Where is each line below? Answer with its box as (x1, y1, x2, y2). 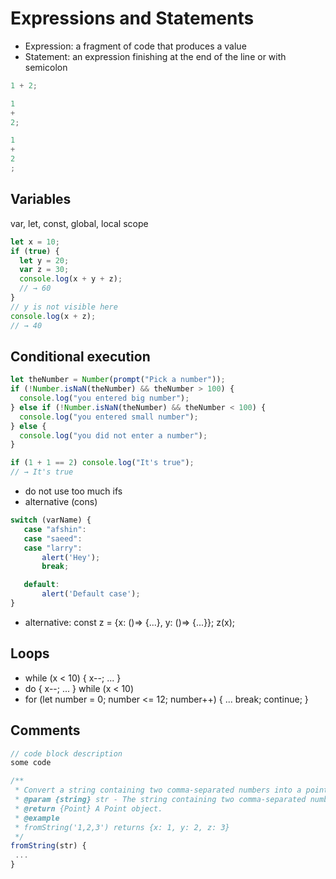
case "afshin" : (23, 524, 87, 534)
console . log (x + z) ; (10, 311, 97, 321)
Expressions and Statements (10, 7, 255, 30)
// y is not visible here (10, 302, 118, 312)
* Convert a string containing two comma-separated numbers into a (14, 785, 302, 796)
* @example (14, 813, 60, 823)
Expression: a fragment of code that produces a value (24, 40, 247, 52)
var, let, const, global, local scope (10, 217, 149, 229)
